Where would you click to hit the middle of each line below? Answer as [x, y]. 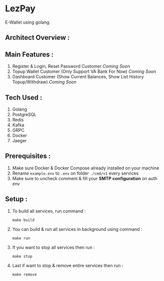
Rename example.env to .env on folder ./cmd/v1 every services [75, 173]
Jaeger [19, 140]
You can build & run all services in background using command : [77, 229]
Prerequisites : [28, 156]
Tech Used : [24, 97]
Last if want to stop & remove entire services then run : [68, 265]
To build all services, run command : [49, 211]
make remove [24, 274]
